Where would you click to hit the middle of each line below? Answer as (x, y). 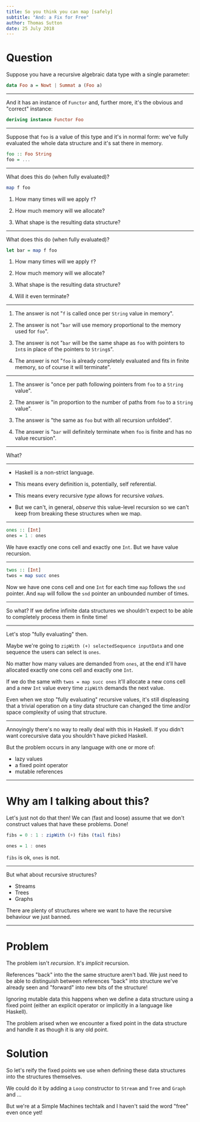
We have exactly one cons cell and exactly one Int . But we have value (92, 547)
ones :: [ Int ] (24, 530)
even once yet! (24, 1112)
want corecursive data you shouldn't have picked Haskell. (77, 735)
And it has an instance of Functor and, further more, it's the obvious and (95, 103)
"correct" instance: (29, 109)
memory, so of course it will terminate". (63, 367)
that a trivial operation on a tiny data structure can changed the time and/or (98, 706)
